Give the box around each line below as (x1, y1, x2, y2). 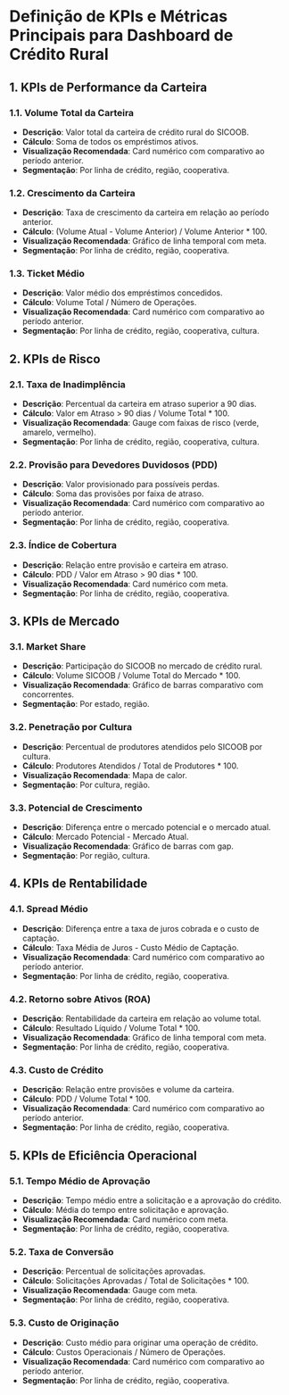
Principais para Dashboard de (9, 25, 234, 46)
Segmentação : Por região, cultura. (21, 851, 151, 861)
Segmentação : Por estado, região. (21, 699, 150, 710)
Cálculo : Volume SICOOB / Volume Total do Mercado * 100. (21, 670, 241, 681)
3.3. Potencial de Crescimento (9, 801, 143, 814)
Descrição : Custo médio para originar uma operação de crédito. (21, 1337, 259, 1348)
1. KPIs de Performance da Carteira (9, 79, 208, 95)
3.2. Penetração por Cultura (9, 721, 133, 734)
